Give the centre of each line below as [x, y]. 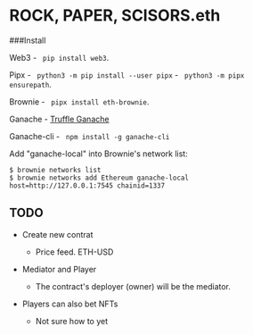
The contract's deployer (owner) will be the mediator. [133, 286]
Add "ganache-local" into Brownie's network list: [99, 154]
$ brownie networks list [55, 170]
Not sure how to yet [72, 321]
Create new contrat [57, 234]
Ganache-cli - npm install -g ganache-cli [90, 136]
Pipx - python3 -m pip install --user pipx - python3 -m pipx [127, 75]
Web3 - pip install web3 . [59, 57]
